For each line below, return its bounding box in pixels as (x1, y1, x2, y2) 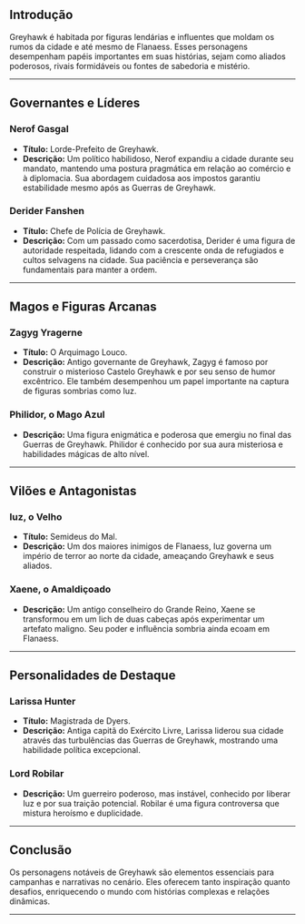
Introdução (9, 7, 74, 23)
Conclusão (9, 842, 73, 858)
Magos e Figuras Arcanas (9, 300, 157, 315)
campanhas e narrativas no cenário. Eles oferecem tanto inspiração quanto (9, 876, 290, 887)
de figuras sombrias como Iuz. (22, 386, 137, 397)
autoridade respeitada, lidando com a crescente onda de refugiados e (22, 245, 284, 256)
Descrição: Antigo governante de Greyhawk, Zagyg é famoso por (22, 357, 269, 368)
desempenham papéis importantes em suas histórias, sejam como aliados (9, 50, 286, 62)
